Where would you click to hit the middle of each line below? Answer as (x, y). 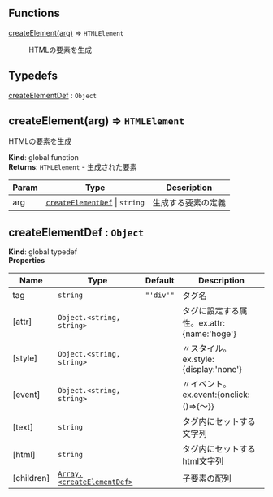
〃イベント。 (207, 384)
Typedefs (33, 76)
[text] (23, 427)
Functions (35, 13)
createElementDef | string (95, 202)
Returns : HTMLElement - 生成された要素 (73, 167)
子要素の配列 (207, 478)
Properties (27, 261)
